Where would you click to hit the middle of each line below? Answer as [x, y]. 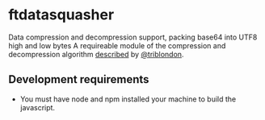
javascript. [37, 107]
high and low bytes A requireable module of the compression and [117, 45]
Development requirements [79, 79]
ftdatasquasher [61, 15]
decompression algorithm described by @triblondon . [96, 54]
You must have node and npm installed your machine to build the [128, 99]
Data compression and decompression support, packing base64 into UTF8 [133, 37]
